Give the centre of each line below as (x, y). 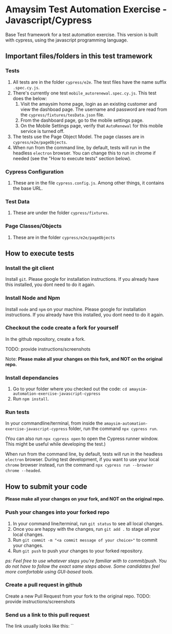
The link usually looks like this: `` (40, 626)
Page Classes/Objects (34, 226)
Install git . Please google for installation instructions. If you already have (82, 279)
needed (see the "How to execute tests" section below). (72, 158)
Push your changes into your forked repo (58, 512)
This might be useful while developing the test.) (56, 444)
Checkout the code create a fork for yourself (62, 328)
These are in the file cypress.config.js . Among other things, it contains (88, 183)
